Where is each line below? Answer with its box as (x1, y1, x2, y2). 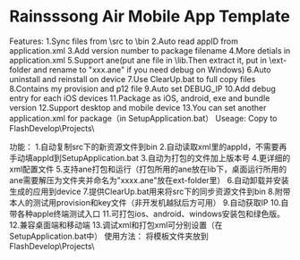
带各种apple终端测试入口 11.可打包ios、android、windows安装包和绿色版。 (9, 208, 285, 219)
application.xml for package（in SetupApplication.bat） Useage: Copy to (9, 113, 278, 123)
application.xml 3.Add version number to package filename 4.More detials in (9, 45, 291, 55)
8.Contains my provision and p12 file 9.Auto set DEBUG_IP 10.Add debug (9, 83, 276, 94)
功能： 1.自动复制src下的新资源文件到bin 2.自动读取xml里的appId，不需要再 (9, 141, 287, 152)
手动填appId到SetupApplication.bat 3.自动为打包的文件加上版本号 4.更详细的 (9, 152, 291, 163)
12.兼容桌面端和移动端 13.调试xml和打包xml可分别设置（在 (9, 219, 223, 230)
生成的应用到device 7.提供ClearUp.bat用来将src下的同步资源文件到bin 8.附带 (9, 186, 291, 197)
